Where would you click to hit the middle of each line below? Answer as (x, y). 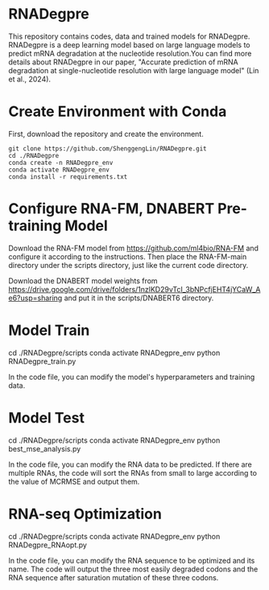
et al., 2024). (29, 79)
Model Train (49, 330)
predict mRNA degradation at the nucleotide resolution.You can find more (130, 53)
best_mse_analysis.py (45, 448)
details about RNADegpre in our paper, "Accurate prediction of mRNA (124, 62)
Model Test (46, 417)
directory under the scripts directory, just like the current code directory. (128, 265)
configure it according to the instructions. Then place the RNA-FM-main (128, 256)
